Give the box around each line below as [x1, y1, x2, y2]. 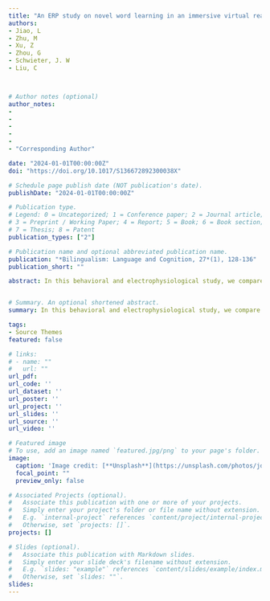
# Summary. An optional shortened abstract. [8, 299, 160, 307]
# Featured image [8, 440, 67, 448]
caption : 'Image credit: [15, 461, 99, 470]
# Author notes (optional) [8, 92, 99, 100]
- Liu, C [8, 64, 38, 72]
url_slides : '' [8, 410, 59, 418]
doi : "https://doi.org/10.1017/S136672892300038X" [8, 166, 182, 175]
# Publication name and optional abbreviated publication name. [8, 247, 228, 256]
